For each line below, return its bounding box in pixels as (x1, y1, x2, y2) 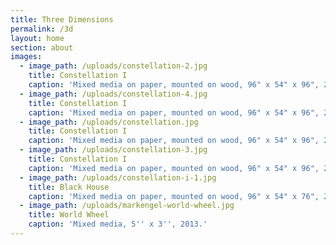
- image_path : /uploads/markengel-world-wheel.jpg (19, 201, 235, 211)
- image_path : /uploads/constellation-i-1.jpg (19, 172, 217, 183)
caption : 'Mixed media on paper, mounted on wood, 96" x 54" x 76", (28, 191, 320, 201)
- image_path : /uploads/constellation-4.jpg (19, 89, 208, 99)
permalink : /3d (10, 24, 74, 34)
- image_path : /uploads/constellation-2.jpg (19, 61, 208, 71)
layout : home (10, 33, 65, 43)
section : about (10, 42, 74, 53)
